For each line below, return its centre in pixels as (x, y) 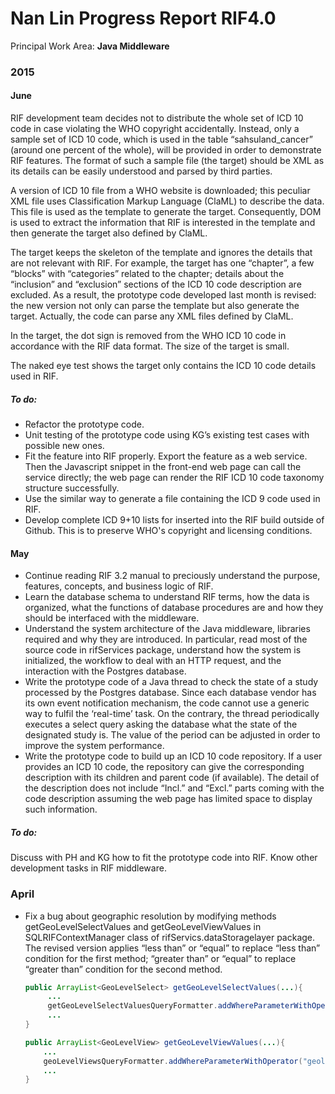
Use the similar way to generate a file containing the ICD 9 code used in (172, 499)
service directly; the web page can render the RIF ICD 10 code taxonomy (174, 478)
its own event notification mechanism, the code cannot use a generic (167, 703)
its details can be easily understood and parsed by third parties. (141, 171)
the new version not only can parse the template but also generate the (155, 306)
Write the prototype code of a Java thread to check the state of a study (171, 682)
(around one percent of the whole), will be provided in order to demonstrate (166, 150)
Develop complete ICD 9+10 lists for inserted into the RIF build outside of (174, 520)
